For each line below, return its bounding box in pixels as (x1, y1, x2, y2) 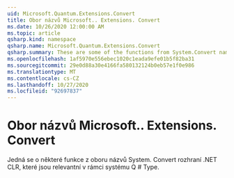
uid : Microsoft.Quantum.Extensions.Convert (7, 10, 136, 17)
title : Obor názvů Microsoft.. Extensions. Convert (7, 17, 160, 24)
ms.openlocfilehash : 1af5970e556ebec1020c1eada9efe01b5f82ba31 (7, 56, 195, 63)
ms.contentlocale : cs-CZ (7, 74, 79, 82)
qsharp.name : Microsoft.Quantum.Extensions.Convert (7, 42, 160, 49)
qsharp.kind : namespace (7, 36, 77, 43)
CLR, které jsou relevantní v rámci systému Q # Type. (7, 163, 160, 171)
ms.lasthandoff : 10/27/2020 (7, 81, 89, 88)
